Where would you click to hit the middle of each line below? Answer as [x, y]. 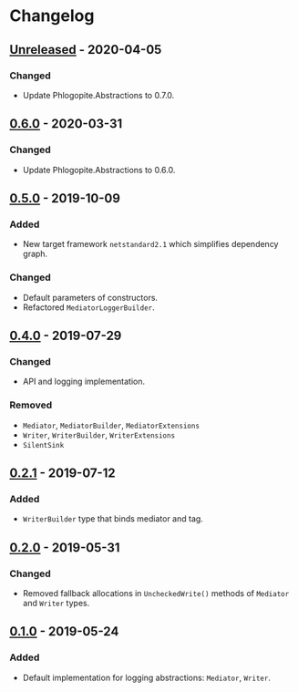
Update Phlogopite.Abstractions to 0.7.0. [98, 95]
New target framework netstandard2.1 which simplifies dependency [150, 244]
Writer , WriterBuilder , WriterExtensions [99, 435]
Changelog [52, 16]
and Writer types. [56, 603]
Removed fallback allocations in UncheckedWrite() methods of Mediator [156, 593]
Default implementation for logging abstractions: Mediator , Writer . [147, 677]
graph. [35, 254]
